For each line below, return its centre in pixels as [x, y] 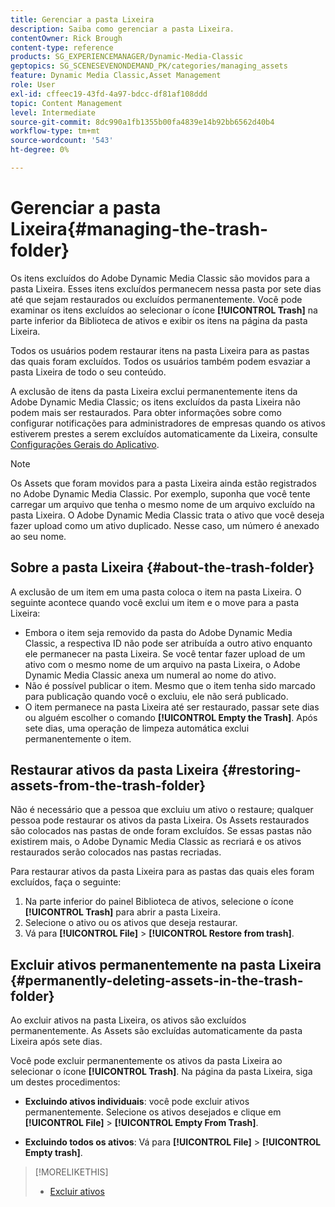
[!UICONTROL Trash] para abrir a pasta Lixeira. [122, 912]
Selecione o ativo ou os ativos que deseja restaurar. [131, 923]
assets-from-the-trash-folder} [108, 786]
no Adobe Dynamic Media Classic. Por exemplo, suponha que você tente [160, 493]
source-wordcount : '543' [62, 141]
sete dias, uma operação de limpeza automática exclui [137, 728]
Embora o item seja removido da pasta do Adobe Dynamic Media [158, 632]
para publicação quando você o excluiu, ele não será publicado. [156, 696]
